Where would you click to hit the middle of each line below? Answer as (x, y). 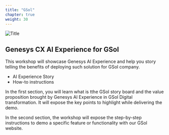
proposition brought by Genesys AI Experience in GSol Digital (69, 97)
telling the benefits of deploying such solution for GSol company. (73, 67)
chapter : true (20, 15)
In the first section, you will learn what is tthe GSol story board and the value (84, 92)
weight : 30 (17, 19)
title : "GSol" (20, 10)
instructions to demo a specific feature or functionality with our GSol (76, 123)
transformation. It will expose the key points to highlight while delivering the (84, 103)
